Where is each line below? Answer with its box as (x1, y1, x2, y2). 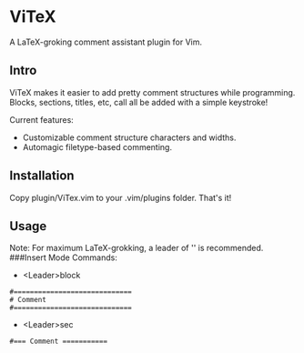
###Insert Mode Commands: (9, 252, 118, 263)
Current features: (9, 114, 75, 125)
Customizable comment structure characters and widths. (22, 132, 237, 143)
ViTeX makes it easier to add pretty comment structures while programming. (9, 86, 296, 97)
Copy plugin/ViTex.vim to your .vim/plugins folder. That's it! (9, 192, 232, 203)
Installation (9, 168, 75, 184)
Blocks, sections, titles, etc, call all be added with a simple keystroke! (9, 96, 269, 107)
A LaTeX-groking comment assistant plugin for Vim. (9, 36, 203, 47)
